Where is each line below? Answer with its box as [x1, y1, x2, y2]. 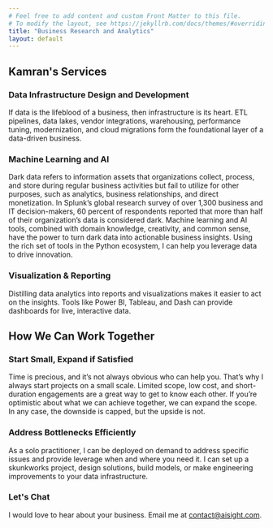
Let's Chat [8, 491, 50, 503]
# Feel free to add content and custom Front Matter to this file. [8, 11, 242, 20]
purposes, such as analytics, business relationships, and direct [8, 189, 219, 199]
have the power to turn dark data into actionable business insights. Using [8, 232, 253, 242]
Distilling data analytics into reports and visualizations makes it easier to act [8, 288, 262, 298]
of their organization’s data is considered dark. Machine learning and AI [8, 215, 248, 225]
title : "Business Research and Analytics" [8, 27, 154, 35]
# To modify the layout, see [8, 19, 107, 28]
